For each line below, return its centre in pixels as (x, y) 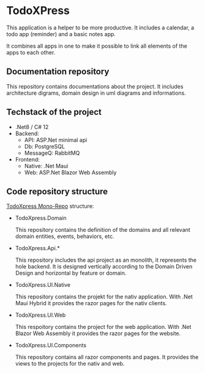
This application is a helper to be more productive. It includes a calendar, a (100, 28)
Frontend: (27, 159)
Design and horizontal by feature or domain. (71, 273)
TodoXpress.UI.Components (51, 345)
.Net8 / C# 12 (32, 127)
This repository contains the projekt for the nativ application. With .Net (104, 297)
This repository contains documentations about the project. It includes (95, 86)
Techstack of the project (54, 112)
